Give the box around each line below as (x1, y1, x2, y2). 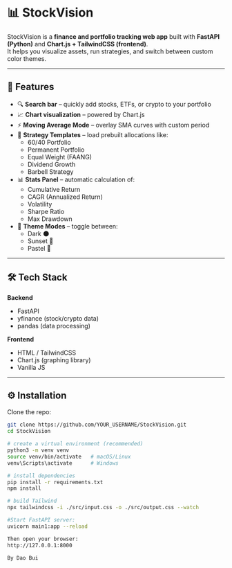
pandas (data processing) (17, 321, 91, 330)
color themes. (7, 54, 47, 62)
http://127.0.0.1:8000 (7, 542, 72, 549)
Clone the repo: (7, 408, 52, 416)
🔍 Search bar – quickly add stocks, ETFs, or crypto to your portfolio (17, 100, 212, 108)
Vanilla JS (17, 363, 46, 371)
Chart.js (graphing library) (17, 355, 91, 364)
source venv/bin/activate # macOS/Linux (7, 453, 131, 460)
